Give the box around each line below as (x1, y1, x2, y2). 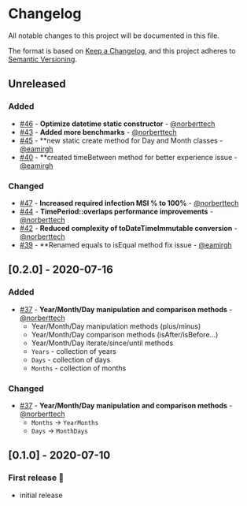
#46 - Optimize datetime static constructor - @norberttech (19, 119, 216, 128)
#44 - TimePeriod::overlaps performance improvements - (19, 206, 214, 216)
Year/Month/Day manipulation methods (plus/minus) (31, 321, 201, 331)
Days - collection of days (31, 355, 111, 364)
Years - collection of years (31, 346, 116, 355)
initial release (19, 490, 63, 500)
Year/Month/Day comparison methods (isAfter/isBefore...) (31, 329, 219, 339)
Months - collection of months (31, 363, 127, 373)
